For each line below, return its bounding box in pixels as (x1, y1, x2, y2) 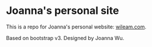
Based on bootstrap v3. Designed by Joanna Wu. (6, 34, 125, 41)
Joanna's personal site (6, 4, 119, 17)
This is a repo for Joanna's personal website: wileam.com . (6, 23, 147, 30)
